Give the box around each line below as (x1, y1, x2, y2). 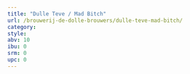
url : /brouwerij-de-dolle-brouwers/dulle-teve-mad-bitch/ (7, 17, 183, 24)
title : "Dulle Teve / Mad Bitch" (7, 10, 107, 18)
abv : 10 (7, 37, 31, 44)
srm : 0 (7, 50, 27, 57)
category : (7, 23, 37, 30)
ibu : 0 (7, 43, 27, 50)
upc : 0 (7, 56, 27, 63)
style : (7, 30, 27, 37)
